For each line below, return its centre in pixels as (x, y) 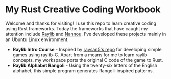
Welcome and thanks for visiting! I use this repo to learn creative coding (81, 23)
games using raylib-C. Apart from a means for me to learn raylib (80, 55)
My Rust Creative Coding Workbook (83, 9)
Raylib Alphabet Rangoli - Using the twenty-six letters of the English (85, 65)
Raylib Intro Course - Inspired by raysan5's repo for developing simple (87, 49)
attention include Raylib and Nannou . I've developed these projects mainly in (86, 34)
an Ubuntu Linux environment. (37, 39)
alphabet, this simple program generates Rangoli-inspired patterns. (83, 71)
